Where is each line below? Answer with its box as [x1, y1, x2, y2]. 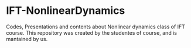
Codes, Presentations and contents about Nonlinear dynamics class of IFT [6, 23, 186, 30]
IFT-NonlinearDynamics [6, 4, 125, 17]
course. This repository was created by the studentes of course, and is [6, 29, 178, 36]
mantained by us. [6, 35, 48, 42]
